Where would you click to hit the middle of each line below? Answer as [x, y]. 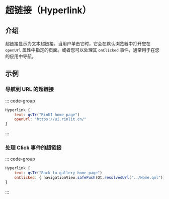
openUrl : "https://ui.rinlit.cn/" [50, 119]
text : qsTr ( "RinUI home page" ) [47, 115]
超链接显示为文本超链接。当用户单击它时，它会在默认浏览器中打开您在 [78, 44]
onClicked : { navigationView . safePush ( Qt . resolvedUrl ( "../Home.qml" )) [90, 178]
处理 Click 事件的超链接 [33, 148]
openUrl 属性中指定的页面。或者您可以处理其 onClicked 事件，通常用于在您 [82, 50]
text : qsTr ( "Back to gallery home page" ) [58, 173]
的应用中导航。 [21, 56]
